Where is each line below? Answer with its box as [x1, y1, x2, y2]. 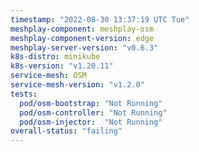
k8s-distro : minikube [10, 52, 101, 62]
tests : [10, 89, 38, 99]
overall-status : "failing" [10, 126, 123, 136]
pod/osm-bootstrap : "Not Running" [19, 98, 163, 108]
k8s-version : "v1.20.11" [10, 61, 114, 71]
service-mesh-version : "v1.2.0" [10, 80, 145, 90]
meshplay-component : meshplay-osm [10, 24, 155, 34]
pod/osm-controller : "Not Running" [19, 107, 168, 118]
